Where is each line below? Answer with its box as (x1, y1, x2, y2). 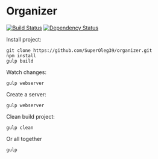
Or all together (6, 135, 42, 142)
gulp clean (6, 125, 34, 131)
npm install (6, 52, 36, 58)
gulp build (6, 58, 34, 64)
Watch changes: (6, 68, 47, 76)
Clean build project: (6, 113, 55, 120)
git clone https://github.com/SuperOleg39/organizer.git (6, 47, 153, 54)
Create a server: (6, 90, 46, 98)
